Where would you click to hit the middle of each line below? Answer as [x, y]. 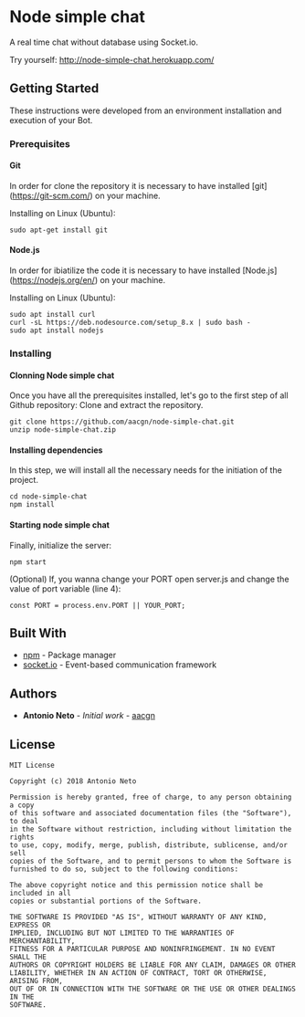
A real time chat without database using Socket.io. [104, 42]
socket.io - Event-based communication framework [120, 665]
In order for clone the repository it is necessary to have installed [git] [138, 185]
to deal [24, 822]
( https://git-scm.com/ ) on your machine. [85, 195]
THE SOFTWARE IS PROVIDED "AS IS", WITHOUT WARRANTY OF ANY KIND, [138, 917]
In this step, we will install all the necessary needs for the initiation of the [146, 470]
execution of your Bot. [51, 120]
